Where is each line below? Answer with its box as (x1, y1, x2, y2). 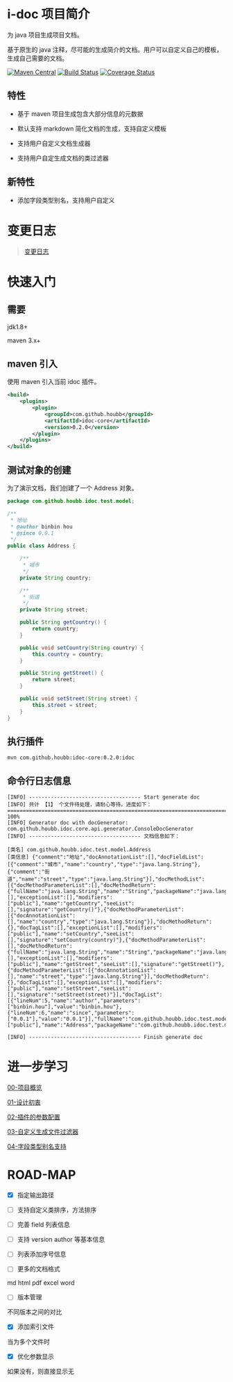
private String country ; (19, 574, 92, 581)
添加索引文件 (17, 1322, 54, 1331)
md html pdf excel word (7, 1279, 75, 1287)
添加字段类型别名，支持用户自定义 (17, 196, 115, 204)
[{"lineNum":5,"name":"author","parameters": (7, 997, 141, 1004)
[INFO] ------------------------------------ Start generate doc (7, 794, 200, 801)
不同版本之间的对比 (7, 1308, 62, 1316)
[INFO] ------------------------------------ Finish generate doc (7, 1034, 203, 1041)
